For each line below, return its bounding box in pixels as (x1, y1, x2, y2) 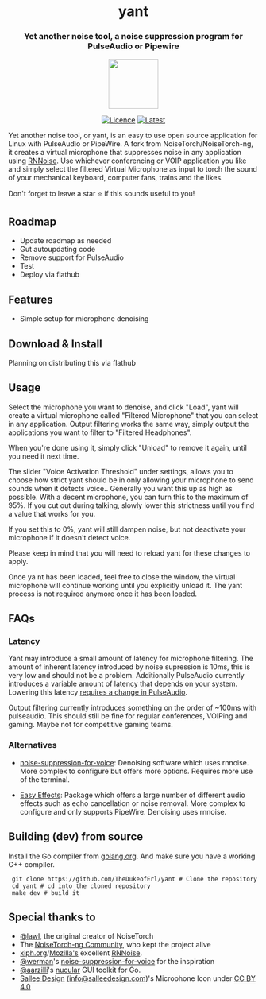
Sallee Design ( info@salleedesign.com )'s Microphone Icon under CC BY (19, 974, 256, 983)
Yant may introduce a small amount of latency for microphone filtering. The (8, 654, 254, 664)
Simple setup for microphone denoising (19, 314, 149, 323)
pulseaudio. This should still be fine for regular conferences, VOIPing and (8, 711, 248, 721)
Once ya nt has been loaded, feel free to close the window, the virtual (8, 571, 236, 582)
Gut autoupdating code (19, 245, 96, 254)
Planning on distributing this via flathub (8, 358, 137, 367)
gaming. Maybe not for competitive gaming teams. (8, 720, 173, 730)
